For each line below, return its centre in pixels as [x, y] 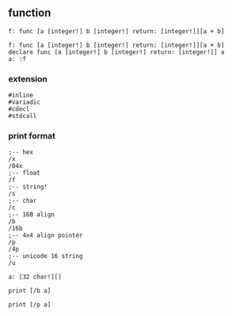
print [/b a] [30, 291]
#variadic [25, 102]
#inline [21, 95]
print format [32, 136]
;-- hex [21, 152]
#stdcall [23, 116]
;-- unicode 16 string [46, 257]
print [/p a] [30, 305]
